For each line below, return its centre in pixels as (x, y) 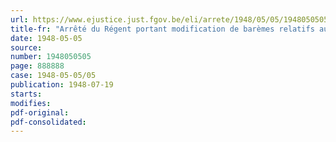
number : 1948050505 (51, 57)
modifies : (31, 103)
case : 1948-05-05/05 (53, 76)
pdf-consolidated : (48, 122)
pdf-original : (40, 112)
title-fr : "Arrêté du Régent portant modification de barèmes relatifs (162, 29)
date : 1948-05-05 (46, 38)
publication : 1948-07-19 (62, 85)
